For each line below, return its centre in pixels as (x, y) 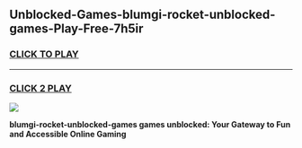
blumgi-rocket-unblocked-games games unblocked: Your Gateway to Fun (150, 124)
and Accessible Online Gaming (68, 134)
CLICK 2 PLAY (40, 88)
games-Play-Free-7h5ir (76, 29)
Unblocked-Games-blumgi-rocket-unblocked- (142, 15)
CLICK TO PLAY (44, 55)
